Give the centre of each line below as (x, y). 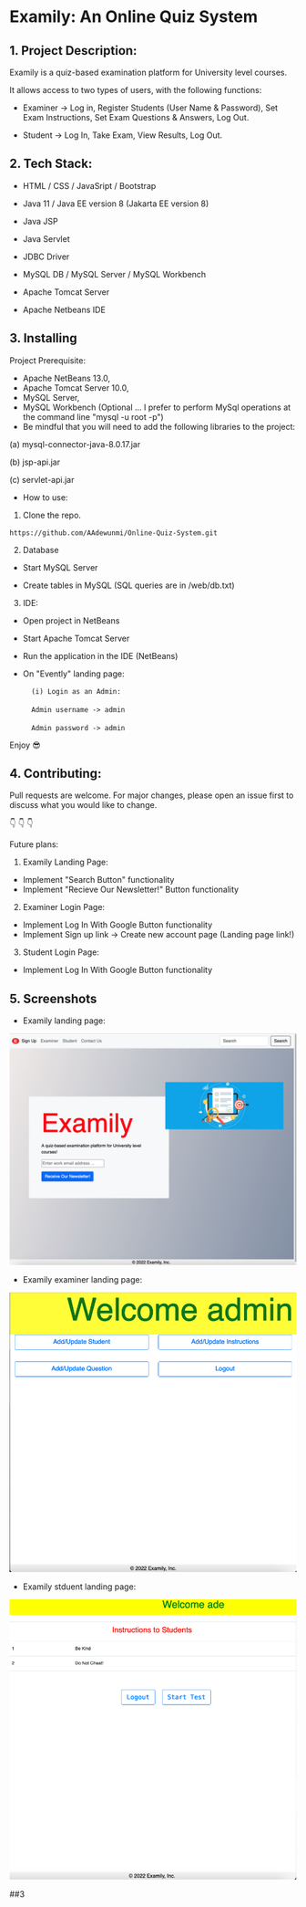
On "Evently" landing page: (73, 674)
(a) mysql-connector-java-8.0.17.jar (75, 444)
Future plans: (34, 844)
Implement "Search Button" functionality (98, 880)
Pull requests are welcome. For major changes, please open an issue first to (152, 795)
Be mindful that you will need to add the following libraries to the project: (159, 426)
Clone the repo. (52, 515)
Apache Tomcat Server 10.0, (76, 388)
